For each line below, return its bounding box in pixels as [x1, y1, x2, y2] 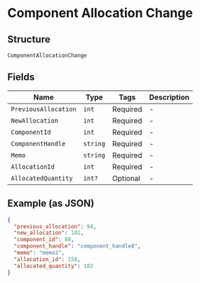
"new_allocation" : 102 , [13, 229, 84, 237]
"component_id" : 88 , [13, 236, 74, 243]
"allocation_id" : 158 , [13, 255, 81, 263]
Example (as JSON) [7, 197, 94, 210]
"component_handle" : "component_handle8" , [13, 243, 141, 250]
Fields [7, 71, 35, 83]
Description [148, 92, 190, 102]
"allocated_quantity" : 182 [13, 262, 94, 270]
